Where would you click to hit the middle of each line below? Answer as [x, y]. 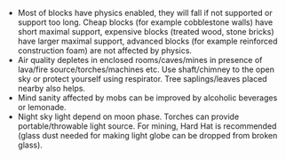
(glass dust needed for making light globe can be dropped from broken [147, 135]
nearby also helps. [52, 88]
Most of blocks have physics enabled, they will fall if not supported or [145, 13]
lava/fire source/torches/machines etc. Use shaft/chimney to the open [146, 69]
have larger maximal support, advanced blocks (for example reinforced [147, 41]
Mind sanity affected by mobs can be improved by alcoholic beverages [147, 98]
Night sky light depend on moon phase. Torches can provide [128, 116]
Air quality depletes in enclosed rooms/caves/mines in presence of [140, 60]
